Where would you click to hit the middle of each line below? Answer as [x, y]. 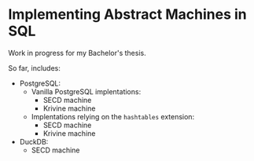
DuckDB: [34, 141]
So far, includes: [34, 68]
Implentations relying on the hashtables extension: [113, 116]
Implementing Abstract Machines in [127, 15]
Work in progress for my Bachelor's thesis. [77, 53]
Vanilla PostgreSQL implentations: [86, 91]
